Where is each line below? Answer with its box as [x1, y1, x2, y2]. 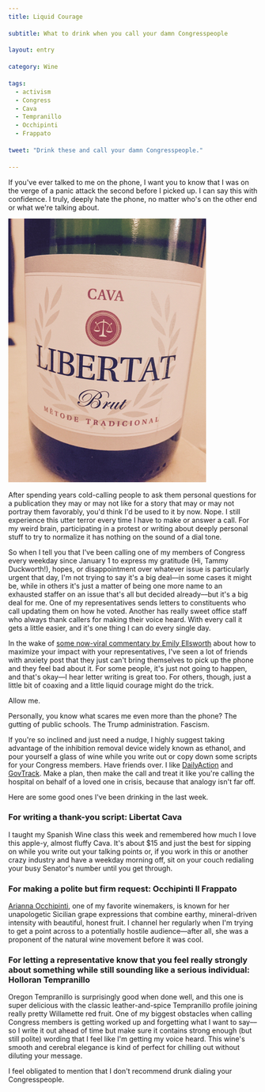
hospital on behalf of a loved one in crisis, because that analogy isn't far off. [8, 776, 256, 787]
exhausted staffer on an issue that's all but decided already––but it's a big [8, 590, 248, 599]
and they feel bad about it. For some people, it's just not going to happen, [8, 663, 248, 673]
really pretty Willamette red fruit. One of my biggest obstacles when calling [8, 1009, 253, 1018]
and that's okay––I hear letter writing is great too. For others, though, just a [8, 672, 252, 681]
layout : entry [8, 46, 55, 55]
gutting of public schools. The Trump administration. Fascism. [8, 719, 210, 729]
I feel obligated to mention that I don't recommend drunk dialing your [8, 1067, 233, 1076]
